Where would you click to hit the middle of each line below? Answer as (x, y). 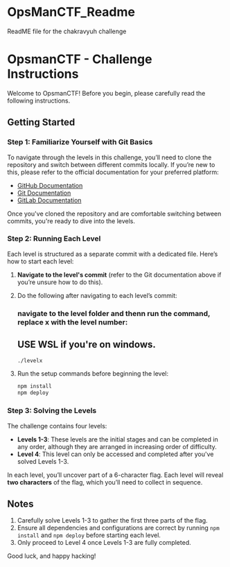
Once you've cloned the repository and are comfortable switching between (114, 213)
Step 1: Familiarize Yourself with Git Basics (80, 142)
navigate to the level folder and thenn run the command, (114, 313)
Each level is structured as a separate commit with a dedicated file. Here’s (113, 254)
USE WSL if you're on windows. (86, 345)
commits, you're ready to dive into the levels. (71, 221)
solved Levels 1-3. (43, 461)
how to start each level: (41, 261)
